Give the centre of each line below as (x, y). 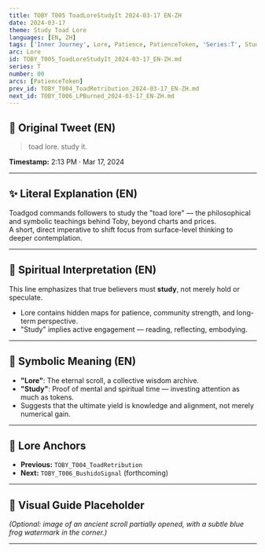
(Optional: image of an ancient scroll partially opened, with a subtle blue (127, 524)
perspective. (57, 321)
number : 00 (27, 74)
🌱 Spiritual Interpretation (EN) (83, 270)
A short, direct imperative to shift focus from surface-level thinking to (121, 230)
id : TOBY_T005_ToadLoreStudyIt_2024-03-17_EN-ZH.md (95, 60)
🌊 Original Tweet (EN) (63, 128)
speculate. (26, 297)
